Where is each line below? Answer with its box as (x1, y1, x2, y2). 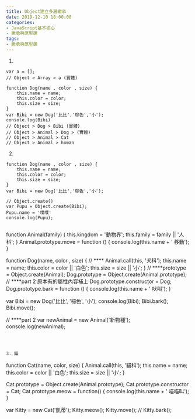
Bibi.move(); (6, 304, 36, 311)
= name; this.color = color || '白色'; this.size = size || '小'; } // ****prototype (6, 264, 187, 271)
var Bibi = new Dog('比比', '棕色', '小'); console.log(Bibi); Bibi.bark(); (6, 297, 169, 305)
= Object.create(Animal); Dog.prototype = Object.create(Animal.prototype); (6, 271, 187, 278)
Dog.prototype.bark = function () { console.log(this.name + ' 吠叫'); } (6, 285, 171, 292)
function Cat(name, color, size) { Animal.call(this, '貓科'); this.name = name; (6, 362, 188, 369)
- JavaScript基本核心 (6, 25, 55, 31)
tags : (6, 36, 19, 42)
